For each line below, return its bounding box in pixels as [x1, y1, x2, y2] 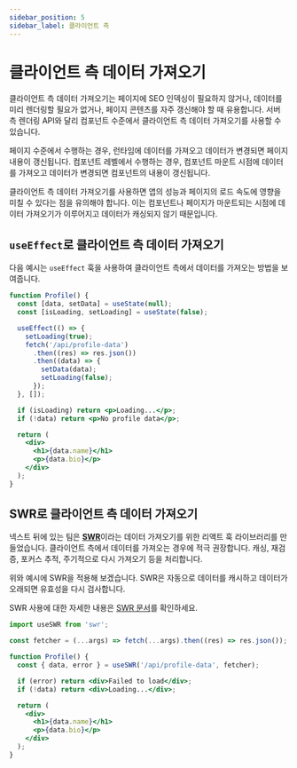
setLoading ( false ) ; [41, 374, 113, 383]
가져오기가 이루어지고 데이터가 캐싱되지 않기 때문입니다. [25, 209, 218, 219]
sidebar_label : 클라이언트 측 [9, 21, 110, 30]
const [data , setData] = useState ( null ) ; [17, 299, 173, 309]
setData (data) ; [41, 365, 98, 374]
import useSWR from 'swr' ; [9, 621, 109, 629]
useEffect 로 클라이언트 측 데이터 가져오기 [9, 237, 224, 252]
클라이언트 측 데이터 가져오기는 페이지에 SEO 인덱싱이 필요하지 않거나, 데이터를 [9, 93, 283, 104]
